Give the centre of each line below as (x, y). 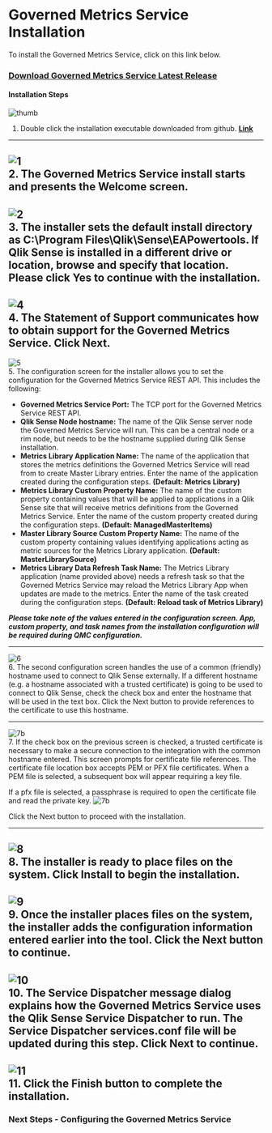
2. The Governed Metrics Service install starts (127, 175)
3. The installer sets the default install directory (131, 227)
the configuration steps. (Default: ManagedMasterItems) (116, 525)
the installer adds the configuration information (131, 928)
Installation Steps (38, 95)
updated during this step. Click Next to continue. (134, 1044)
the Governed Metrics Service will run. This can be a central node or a (137, 430)
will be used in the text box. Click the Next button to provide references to (132, 701)
